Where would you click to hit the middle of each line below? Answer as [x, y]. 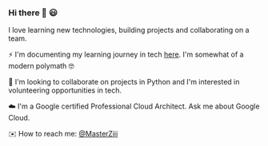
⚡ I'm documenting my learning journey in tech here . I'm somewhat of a [126, 54]
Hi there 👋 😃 [33, 13]
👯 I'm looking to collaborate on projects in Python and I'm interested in [124, 82]
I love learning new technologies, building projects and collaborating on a [129, 30]
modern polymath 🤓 [41, 66]
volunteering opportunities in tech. [65, 90]
